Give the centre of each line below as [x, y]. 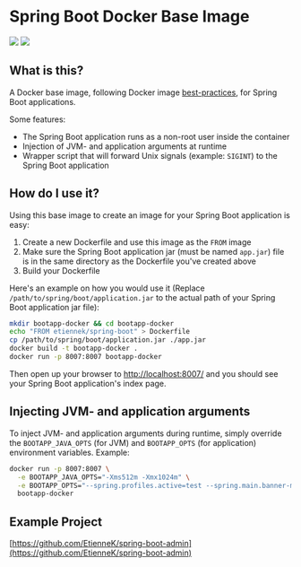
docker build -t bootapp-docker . [74, 349]
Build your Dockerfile [61, 270]
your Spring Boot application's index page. [88, 383]
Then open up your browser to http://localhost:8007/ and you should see [144, 373]
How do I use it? [55, 193]
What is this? [47, 70]
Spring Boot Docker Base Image [129, 17]
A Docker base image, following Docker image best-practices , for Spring [143, 92]
